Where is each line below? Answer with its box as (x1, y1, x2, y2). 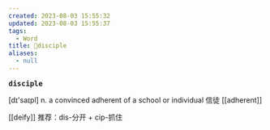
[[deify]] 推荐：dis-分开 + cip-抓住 (8, 112, 123, 122)
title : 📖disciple (8, 42, 67, 50)
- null (15, 57, 38, 65)
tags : (8, 27, 27, 35)
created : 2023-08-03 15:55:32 (8, 11, 111, 20)
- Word (15, 34, 38, 43)
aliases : (8, 49, 38, 57)
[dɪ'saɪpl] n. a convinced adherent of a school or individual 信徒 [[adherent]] (8, 94, 263, 105)
